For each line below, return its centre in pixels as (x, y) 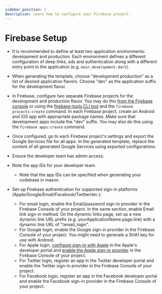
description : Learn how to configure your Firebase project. (68, 14)
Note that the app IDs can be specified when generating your (80, 175)
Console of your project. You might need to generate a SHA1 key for (87, 235)
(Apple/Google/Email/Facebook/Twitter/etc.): (57, 195)
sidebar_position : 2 (26, 9)
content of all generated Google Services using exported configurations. (84, 147)
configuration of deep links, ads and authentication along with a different (84, 62)
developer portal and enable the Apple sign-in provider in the (80, 250)
